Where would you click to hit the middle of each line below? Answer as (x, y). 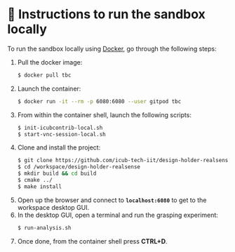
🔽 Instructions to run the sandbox (106, 14)
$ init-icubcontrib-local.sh (60, 128)
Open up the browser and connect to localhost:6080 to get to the (112, 200)
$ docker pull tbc (44, 75)
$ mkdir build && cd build (57, 174)
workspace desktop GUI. (53, 207)
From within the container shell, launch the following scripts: (104, 114)
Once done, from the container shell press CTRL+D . (92, 241)
